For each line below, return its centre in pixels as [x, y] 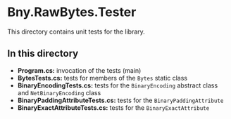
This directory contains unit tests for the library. [76, 31]
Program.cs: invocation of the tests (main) [79, 70]
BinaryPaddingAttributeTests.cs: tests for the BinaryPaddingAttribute [120, 100]
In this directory [43, 54]
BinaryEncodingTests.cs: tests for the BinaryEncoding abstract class [118, 85]
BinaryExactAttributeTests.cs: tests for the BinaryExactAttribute [113, 107]
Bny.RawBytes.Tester [72, 12]
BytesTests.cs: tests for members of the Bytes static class [102, 78]
